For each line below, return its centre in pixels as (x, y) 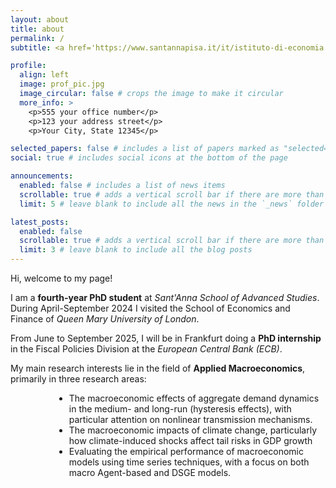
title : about (37, 29)
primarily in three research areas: (78, 379)
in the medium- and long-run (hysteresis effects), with (180, 409)
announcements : (42, 176)
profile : (28, 66)
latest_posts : (40, 222)
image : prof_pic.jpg (62, 84)
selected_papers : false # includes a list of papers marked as (145, 149)
